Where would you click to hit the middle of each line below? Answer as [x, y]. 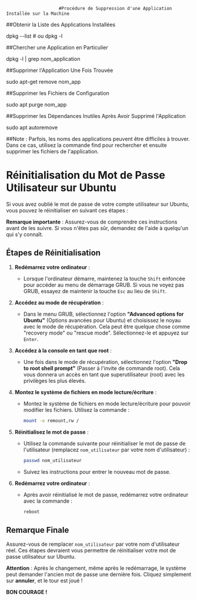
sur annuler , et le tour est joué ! [44, 581]
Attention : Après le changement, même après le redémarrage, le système [96, 568]
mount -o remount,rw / [51, 421]
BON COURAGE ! [27, 592]
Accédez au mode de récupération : [59, 302]
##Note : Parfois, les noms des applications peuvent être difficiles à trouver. [98, 139]
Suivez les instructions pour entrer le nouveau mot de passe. [97, 471]
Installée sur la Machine [38, 14]
